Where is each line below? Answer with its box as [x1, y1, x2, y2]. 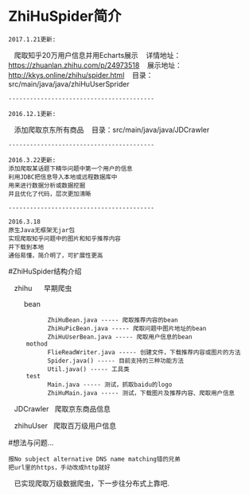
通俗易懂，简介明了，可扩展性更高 [8, 251, 103, 259]
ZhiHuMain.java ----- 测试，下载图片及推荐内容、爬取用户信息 [47, 389, 235, 397]
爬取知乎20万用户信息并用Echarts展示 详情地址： [14, 50, 181, 60]
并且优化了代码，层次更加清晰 [8, 190, 91, 198]
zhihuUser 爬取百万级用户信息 [14, 420, 117, 430]
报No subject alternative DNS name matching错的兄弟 [8, 454, 181, 463]
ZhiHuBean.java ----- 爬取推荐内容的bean [47, 315, 178, 324]
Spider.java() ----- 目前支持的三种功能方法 [47, 357, 185, 365]
